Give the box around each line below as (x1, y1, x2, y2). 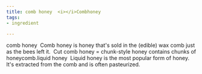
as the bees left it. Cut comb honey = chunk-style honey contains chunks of (6, 48, 197, 55)
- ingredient (6, 20, 39, 26)
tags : (6, 14, 20, 20)
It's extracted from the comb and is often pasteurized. (6, 61, 140, 68)
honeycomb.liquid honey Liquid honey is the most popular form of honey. (6, 55, 190, 62)
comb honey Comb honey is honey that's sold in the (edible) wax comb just (6, 42, 195, 49)
